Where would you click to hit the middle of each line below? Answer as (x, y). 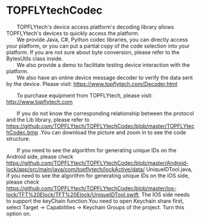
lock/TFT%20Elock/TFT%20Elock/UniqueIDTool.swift (72, 194)
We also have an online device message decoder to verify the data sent (105, 78)
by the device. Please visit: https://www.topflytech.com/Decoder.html (92, 83)
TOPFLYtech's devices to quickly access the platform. (73, 33)
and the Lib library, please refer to (48, 119)
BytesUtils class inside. (35, 58)
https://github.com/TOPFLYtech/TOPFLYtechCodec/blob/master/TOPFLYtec (100, 126)
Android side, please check (40, 156)
